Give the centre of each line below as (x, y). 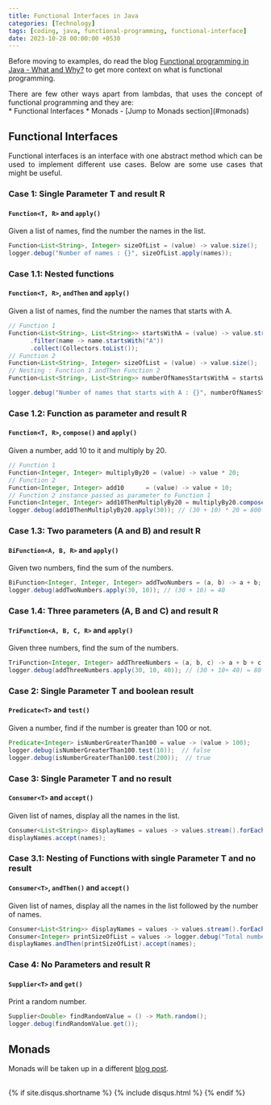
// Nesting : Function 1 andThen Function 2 (84, 371)
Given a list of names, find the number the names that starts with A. (120, 311)
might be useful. (35, 173)
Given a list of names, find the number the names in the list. (107, 231)
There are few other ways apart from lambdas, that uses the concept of (135, 94)
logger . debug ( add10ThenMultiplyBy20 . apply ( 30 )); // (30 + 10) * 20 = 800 (135, 510)
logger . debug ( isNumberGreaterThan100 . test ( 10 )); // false (110, 750)
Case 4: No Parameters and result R (79, 965)
